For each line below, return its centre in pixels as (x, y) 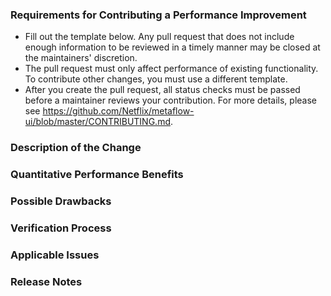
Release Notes (46, 281)
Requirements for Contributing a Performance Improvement (158, 15)
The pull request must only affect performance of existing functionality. (171, 69)
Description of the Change (76, 148)
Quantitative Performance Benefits (97, 175)
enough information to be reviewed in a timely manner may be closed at (172, 47)
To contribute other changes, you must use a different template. (156, 79)
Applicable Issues (55, 255)
